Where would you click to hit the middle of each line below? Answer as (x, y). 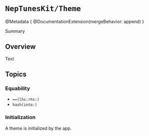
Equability (18, 88)
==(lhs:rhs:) (26, 100)
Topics (16, 74)
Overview (21, 47)
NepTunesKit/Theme (43, 9)
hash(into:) (25, 105)
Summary (15, 31)
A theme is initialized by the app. (38, 128)
